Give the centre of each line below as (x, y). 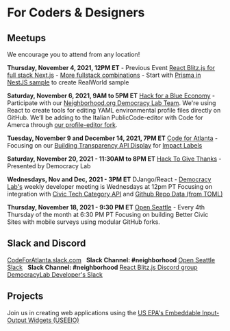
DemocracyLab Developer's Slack (55, 274)
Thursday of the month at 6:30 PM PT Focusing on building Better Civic (108, 215)
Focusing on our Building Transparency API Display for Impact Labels (105, 145)
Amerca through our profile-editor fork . (62, 125)
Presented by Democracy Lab (49, 166)
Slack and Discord (47, 243)
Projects (25, 296)
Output (17, 320)
